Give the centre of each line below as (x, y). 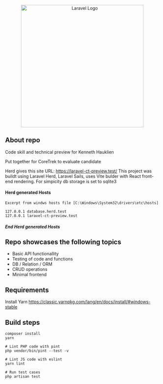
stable (12, 307)
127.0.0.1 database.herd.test (36, 212)
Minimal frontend (29, 275)
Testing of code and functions (43, 259)
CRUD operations (30, 269)
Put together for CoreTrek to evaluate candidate (53, 161)
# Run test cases (23, 372)
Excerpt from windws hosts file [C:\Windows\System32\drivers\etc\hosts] (82, 203)
